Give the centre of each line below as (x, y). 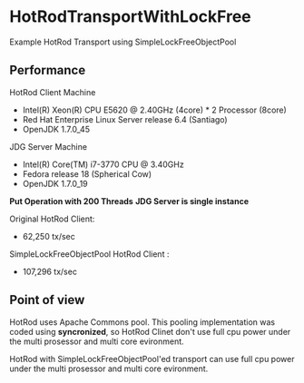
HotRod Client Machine (53, 92)
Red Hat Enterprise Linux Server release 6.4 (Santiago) (125, 119)
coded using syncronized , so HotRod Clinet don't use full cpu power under (150, 331)
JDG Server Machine (49, 146)
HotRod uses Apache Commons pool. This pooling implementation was (142, 322)
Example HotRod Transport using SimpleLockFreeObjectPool (123, 42)
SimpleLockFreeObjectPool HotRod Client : (89, 254)
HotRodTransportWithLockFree (130, 17)
